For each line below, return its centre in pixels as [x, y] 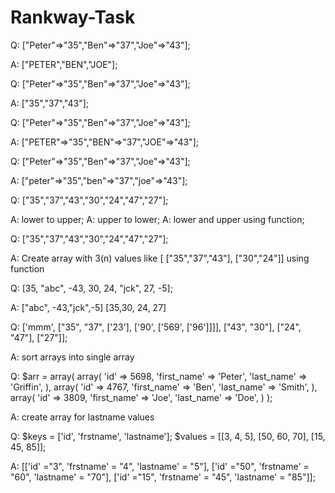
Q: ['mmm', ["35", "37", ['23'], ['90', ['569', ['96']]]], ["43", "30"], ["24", [156, 327]
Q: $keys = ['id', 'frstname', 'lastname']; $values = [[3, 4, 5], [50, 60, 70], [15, [168, 436]
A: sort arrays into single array [72, 357]
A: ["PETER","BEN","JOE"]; [64, 64]
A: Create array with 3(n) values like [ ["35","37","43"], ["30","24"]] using [160, 258]
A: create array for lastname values [82, 417]
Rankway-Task [73, 17]
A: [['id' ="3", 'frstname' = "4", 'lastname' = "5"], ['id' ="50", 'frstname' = [160, 466]
